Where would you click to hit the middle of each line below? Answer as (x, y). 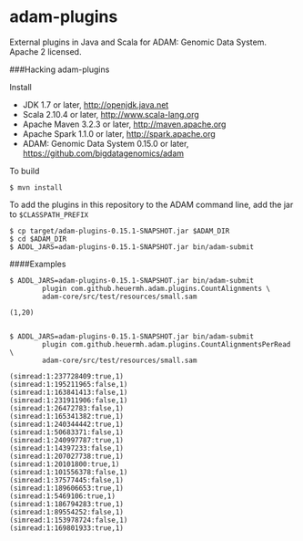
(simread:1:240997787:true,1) (67, 440)
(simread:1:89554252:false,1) (67, 512)
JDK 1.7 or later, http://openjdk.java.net (96, 104)
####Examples (38, 264)
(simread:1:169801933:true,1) (67, 528)
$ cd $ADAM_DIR (38, 239)
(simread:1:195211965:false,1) (69, 384)
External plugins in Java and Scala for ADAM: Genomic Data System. (138, 42)
